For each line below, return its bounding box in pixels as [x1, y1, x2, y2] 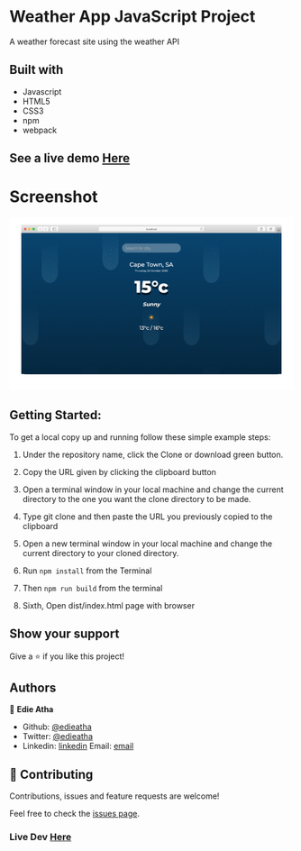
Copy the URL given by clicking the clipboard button [22, 466, 216, 477]
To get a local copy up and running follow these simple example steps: [9, 431, 271, 443]
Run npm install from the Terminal [22, 565, 152, 576]
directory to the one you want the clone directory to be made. [22, 493, 251, 504]
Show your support [9, 627, 120, 642]
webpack [22, 124, 57, 135]
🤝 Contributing [9, 766, 94, 782]
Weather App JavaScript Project [9, 6, 256, 27]
